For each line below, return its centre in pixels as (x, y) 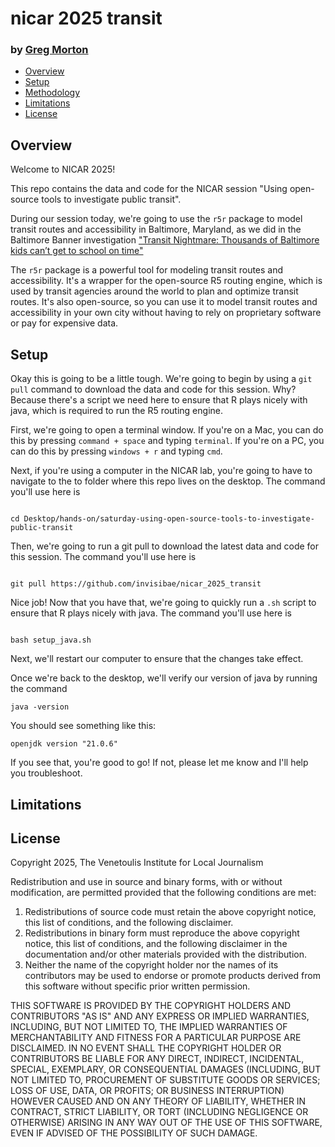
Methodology (52, 93)
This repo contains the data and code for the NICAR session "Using (149, 189)
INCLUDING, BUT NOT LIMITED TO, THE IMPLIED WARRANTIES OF (149, 1027)
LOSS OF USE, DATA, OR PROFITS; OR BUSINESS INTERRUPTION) (147, 1091)
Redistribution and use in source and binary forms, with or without (146, 882)
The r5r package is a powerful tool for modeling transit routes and (147, 270)
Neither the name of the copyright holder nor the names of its (151, 965)
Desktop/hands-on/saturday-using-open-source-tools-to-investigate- (169, 519)
